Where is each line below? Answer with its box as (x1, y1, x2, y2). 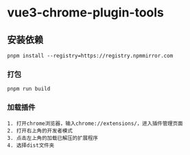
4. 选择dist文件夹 (7, 142, 55, 149)
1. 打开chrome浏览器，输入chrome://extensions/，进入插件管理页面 (7, 120, 183, 127)
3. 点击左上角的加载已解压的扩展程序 (7, 134, 98, 141)
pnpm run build (7, 86, 51, 93)
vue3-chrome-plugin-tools (7, 5, 165, 21)
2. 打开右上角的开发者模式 (7, 127, 73, 134)
